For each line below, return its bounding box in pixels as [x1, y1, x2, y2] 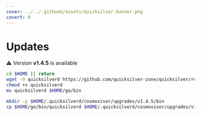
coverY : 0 [6, 14, 31, 20]
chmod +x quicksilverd [6, 82, 63, 88]
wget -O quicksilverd [6, 77, 60, 83]
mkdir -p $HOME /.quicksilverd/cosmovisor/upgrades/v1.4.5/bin [6, 98, 165, 104]
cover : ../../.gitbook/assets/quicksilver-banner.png [6, 8, 144, 15]
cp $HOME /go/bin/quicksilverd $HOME [6, 104, 98, 110]
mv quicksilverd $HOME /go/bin [6, 87, 82, 94]
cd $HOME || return [6, 71, 55, 77]
